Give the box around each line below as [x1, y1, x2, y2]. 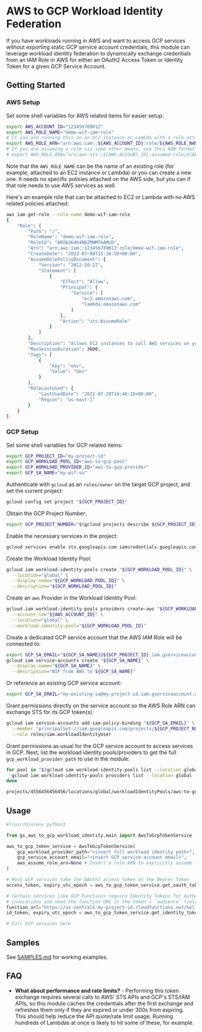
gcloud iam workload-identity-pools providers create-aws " [6, 606, 161, 612]
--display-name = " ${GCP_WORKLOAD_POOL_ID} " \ [11, 578, 125, 584]
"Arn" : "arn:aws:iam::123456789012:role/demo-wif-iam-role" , [28, 245, 185, 252]
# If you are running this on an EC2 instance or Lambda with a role [6, 135, 185, 141]
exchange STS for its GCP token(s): [6, 709, 94, 716]
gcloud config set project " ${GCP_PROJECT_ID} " [6, 499, 128, 505]
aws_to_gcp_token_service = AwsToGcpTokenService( [6, 843, 136, 849]
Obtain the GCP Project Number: [6, 510, 87, 517]
